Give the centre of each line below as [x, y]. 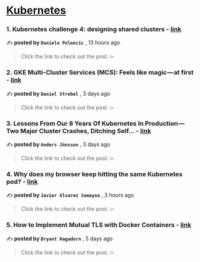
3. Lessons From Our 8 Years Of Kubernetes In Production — [95, 123]
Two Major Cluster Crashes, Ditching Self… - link [79, 131]
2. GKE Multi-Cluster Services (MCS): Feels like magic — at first [100, 73]
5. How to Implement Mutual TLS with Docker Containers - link [99, 225]
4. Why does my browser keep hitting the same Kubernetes [95, 174]
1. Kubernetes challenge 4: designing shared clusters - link [94, 29]
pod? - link [22, 182]
